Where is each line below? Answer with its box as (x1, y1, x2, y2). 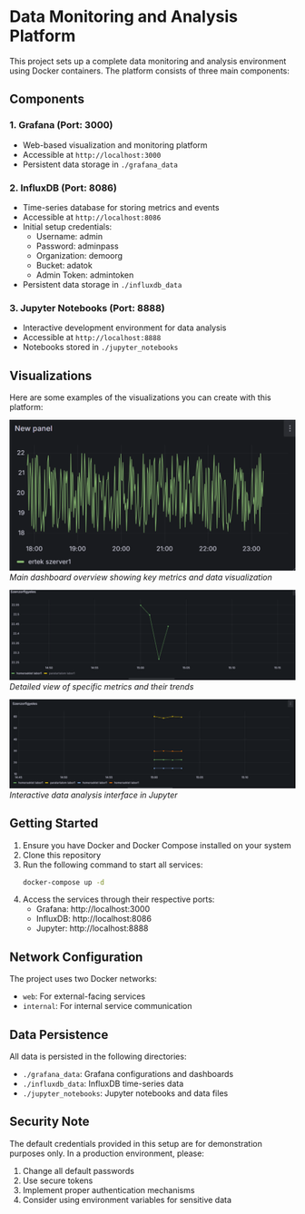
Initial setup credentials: (22, 220, 113, 232)
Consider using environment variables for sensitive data (22, 1194, 232, 1205)
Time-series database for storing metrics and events (22, 201, 220, 212)
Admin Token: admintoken (35, 269, 134, 280)
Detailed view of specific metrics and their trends (9, 680, 194, 691)
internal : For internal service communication (22, 1001, 192, 1012)
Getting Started (9, 816, 99, 831)
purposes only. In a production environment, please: (9, 1148, 204, 1159)
